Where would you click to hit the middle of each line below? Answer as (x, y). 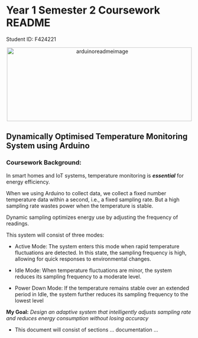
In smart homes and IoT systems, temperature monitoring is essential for (95, 175)
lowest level (29, 300)
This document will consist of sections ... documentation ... (86, 329)
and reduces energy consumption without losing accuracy (77, 318)
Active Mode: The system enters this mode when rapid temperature (97, 246)
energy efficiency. (28, 182)
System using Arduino (48, 146)
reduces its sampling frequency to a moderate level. (78, 276)
